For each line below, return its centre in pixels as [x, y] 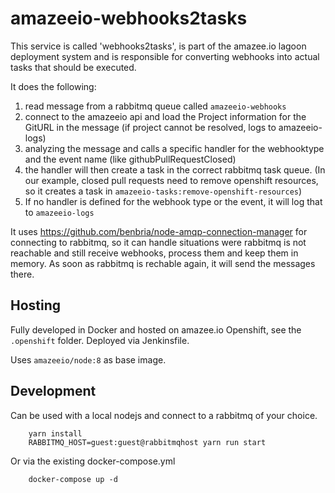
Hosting [36, 305]
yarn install [55, 433]
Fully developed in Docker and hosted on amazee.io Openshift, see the [156, 329]
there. [22, 274]
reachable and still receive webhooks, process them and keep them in [154, 253]
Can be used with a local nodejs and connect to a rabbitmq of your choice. [164, 415]
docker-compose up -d [73, 479]
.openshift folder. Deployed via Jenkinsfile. [100, 340]
